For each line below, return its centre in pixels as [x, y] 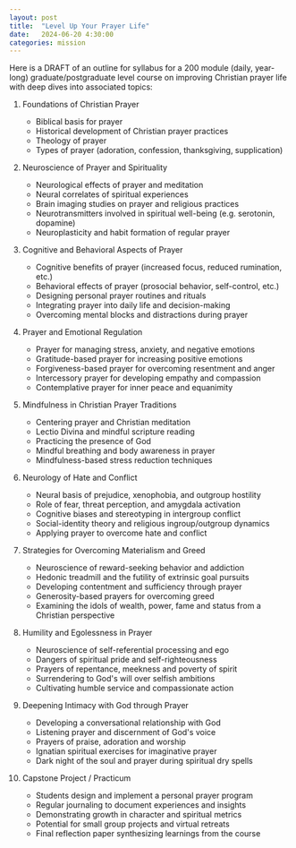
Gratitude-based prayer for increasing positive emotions [139, 359]
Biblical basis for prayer [79, 122]
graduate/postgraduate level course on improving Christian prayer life [159, 78]
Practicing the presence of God [93, 441]
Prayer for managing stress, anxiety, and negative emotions [145, 349]
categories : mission [48, 43]
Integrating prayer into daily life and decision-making [133, 305]
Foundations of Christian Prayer [80, 105]
